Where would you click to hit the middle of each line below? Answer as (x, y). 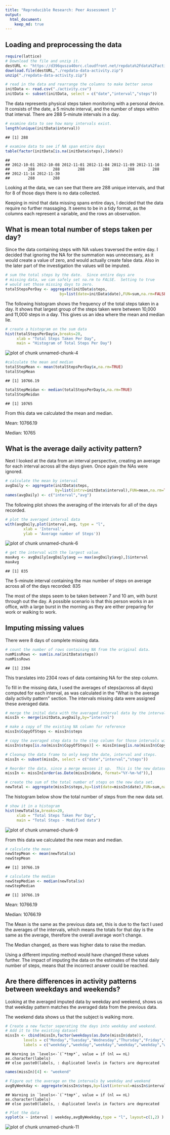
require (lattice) (24, 56)
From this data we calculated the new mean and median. (64, 840)
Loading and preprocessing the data (63, 44)
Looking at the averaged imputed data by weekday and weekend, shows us (84, 1002)
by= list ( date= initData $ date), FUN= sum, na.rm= (107, 294)
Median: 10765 (20, 432)
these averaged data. (27, 704)
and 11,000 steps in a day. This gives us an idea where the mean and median (85, 314)
